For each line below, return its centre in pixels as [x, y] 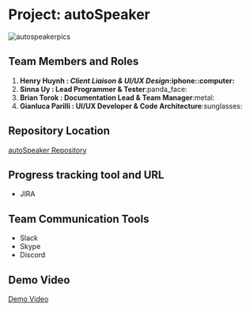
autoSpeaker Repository [47, 150]
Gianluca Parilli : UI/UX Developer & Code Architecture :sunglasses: [131, 106]
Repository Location [59, 131]
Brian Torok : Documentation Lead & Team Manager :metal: [117, 98]
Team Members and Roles [74, 61]
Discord [32, 255]
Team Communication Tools [79, 219]
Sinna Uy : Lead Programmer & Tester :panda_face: [103, 89]
